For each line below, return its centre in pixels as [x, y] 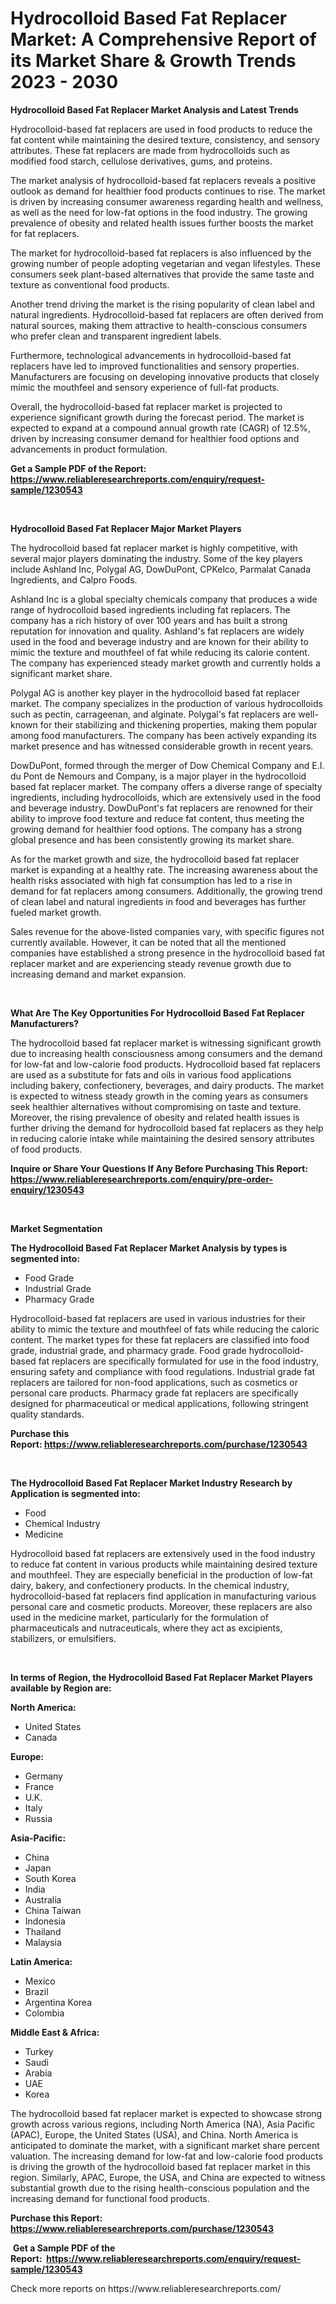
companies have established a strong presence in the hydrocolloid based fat [168, 953]
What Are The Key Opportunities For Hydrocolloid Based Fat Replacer [157, 1013]
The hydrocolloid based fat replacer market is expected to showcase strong [166, 2113]
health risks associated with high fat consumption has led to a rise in [151, 880]
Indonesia [45, 1921]
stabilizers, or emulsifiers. [63, 1638]
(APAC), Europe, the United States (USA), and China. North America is [154, 2134]
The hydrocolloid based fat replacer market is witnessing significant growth [166, 1043]
